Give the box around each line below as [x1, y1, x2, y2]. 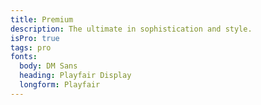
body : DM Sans [19, 61, 78, 71]
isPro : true [10, 33, 60, 43]
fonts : [10, 52, 38, 62]
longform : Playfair [19, 80, 101, 90]
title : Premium [10, 14, 74, 25]
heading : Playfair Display [19, 71, 132, 81]
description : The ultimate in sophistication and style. [10, 24, 253, 34]
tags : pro [10, 42, 52, 53]
